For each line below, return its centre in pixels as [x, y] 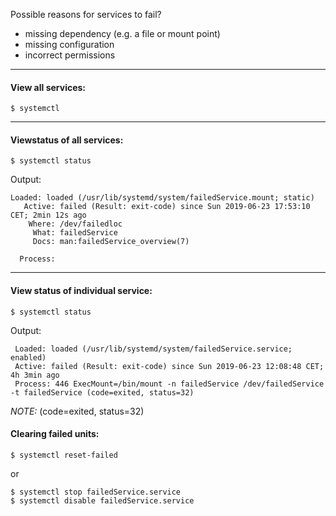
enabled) [28, 357]
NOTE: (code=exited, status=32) [77, 411]
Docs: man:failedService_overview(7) [111, 242]
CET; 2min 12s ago [48, 215]
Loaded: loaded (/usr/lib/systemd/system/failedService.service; [153, 349]
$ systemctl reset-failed [64, 455]
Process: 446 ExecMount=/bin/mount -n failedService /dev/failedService [169, 384]
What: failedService [75, 233]
